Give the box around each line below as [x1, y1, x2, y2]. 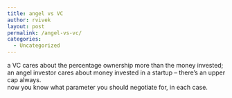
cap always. [7, 76, 42, 84]
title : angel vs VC [7, 10, 64, 17]
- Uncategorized [13, 42, 60, 49]
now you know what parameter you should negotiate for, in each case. [7, 84, 208, 91]
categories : [7, 36, 42, 43]
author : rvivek [7, 17, 51, 23]
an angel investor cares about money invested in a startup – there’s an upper [7, 68, 226, 77]
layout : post [7, 23, 45, 30]
